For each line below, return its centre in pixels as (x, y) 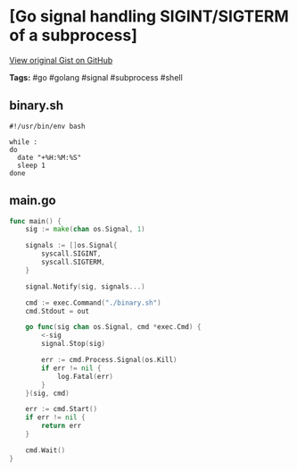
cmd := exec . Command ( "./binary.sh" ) (94, 303)
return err (62, 426)
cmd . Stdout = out (58, 311)
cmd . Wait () (45, 450)
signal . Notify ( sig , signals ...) (85, 286)
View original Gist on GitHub (61, 60)
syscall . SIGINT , (71, 254)
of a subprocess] (74, 35)
